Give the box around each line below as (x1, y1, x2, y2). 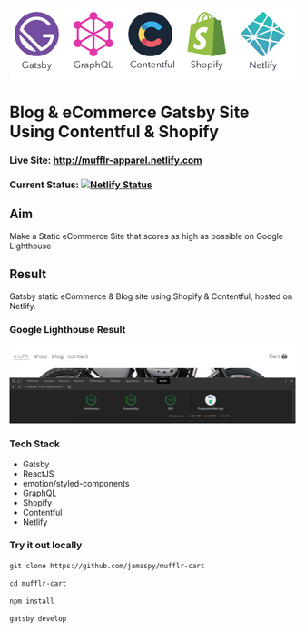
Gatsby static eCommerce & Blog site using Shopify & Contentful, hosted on (9, 290, 293, 302)
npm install (9, 597, 54, 606)
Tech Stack (9, 437, 61, 450)
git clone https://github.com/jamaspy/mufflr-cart (9, 561, 205, 570)
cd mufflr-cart (9, 578, 67, 588)
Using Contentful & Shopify (9, 122, 220, 143)
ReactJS (22, 467, 54, 479)
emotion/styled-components (22, 477, 130, 488)
